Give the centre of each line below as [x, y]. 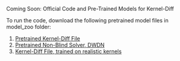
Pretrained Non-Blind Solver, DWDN [59, 45]
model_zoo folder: [29, 27]
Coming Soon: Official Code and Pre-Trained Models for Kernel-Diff [90, 9]
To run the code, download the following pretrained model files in [88, 20]
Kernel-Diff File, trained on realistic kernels [68, 51]
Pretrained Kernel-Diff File [47, 38]
